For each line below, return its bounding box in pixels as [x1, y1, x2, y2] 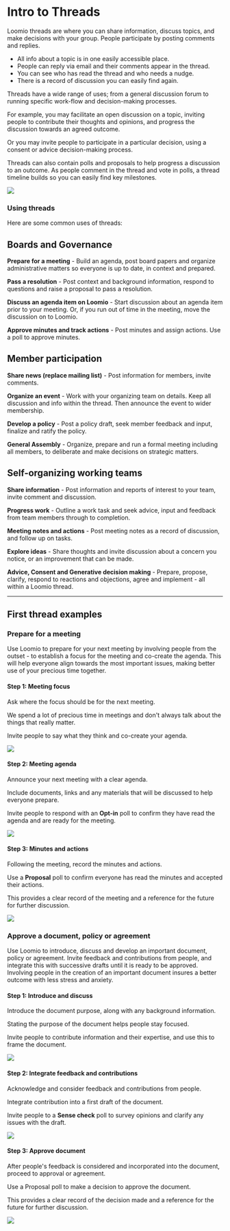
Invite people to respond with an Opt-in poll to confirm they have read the [7, 809, 216, 817]
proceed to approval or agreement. [7, 1169, 106, 1178]
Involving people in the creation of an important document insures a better [7, 968, 217, 977]
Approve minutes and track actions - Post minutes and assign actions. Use [7, 326, 221, 334]
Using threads [7, 203, 55, 212]
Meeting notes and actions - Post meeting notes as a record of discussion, [7, 526, 220, 535]
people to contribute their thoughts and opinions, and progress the [7, 117, 195, 125]
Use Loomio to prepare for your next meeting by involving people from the [7, 645, 217, 653]
